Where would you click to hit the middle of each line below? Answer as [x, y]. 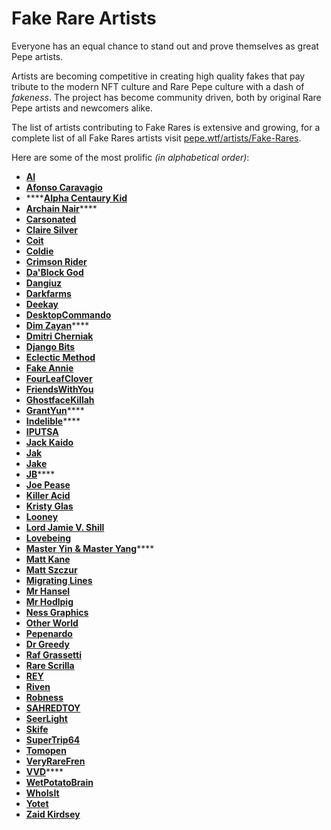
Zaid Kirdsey [53, 814]
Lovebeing [48, 538]
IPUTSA [42, 431]
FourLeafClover [59, 378]
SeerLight [46, 718]
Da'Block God [54, 272]
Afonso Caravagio [64, 187]
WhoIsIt [42, 793]
